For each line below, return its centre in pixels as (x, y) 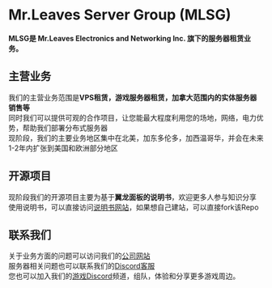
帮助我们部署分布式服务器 (65, 128)
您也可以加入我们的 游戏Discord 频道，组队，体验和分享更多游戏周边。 (124, 276)
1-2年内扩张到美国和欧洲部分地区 (64, 148)
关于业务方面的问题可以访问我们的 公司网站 (79, 256)
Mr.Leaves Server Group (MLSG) (120, 15)
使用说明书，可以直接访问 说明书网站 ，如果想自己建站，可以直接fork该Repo (134, 207)
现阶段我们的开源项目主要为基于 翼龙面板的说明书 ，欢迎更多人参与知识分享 (132, 197)
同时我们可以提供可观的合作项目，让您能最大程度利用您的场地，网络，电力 (132, 117)
